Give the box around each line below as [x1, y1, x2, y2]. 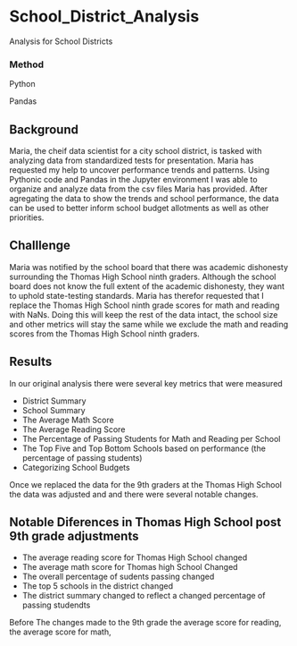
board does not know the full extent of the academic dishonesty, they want [9, 280, 285, 292]
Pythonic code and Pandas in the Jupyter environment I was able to [9, 174, 258, 185]
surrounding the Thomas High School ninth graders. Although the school [9, 271, 276, 282]
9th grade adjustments [9, 529, 139, 544]
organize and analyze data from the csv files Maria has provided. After [9, 183, 268, 194]
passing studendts [21, 599, 91, 610]
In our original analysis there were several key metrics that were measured [9, 378, 283, 388]
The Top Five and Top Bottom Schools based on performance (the [21, 443, 266, 454]
